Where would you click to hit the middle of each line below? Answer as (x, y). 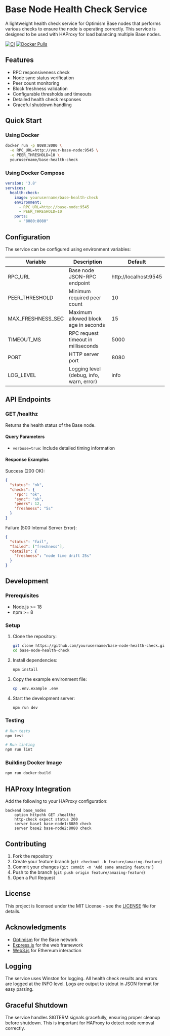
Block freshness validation (40, 88)
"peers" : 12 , (28, 504)
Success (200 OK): (25, 471)
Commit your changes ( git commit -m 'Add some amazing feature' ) (83, 867)
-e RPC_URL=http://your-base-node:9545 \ (54, 150)
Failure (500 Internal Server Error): (41, 527)
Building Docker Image (34, 763)
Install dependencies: (35, 660)
